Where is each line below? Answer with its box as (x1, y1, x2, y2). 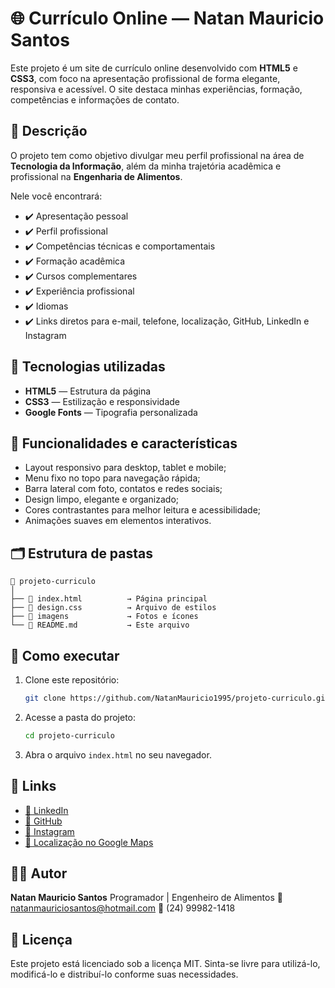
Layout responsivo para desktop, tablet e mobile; (24, 462, 227, 474)
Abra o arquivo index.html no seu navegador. (24, 748, 212, 761)
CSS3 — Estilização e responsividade (24, 395, 181, 407)
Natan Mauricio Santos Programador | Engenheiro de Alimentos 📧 (10, 892, 283, 904)
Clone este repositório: (24, 674, 120, 686)
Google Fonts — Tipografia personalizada (24, 406, 198, 418)
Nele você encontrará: (10, 190, 103, 202)
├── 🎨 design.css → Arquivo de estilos (10, 603, 217, 613)
